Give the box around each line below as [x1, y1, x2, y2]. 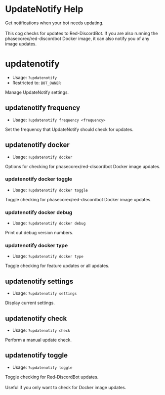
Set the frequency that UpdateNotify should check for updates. [5, 126, 133, 132]
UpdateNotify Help [5, 3, 83, 15]
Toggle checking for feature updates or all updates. [5, 263, 110, 269]
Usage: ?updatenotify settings [12, 290, 77, 296]
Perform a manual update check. [5, 337, 72, 343]
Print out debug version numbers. [5, 230, 74, 236]
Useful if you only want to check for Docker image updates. [5, 384, 126, 390]
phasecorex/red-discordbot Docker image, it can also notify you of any [5, 36, 150, 42]
